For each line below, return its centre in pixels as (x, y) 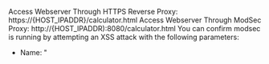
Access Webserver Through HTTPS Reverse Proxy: (93, 12)
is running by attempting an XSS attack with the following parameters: (124, 37)
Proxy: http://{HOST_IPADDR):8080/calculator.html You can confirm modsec (134, 28)
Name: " (34, 52)
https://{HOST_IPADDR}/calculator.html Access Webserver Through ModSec (135, 20)
